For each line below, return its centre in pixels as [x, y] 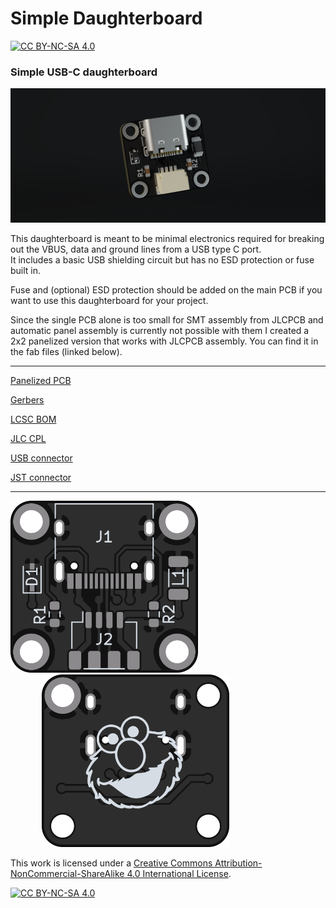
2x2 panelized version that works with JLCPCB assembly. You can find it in [164, 341]
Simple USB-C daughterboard [84, 72]
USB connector [41, 458]
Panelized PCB [41, 381]
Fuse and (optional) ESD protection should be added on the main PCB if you [166, 290]
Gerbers [27, 400]
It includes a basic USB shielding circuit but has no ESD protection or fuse [162, 260]
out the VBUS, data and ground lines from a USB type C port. [136, 249]
